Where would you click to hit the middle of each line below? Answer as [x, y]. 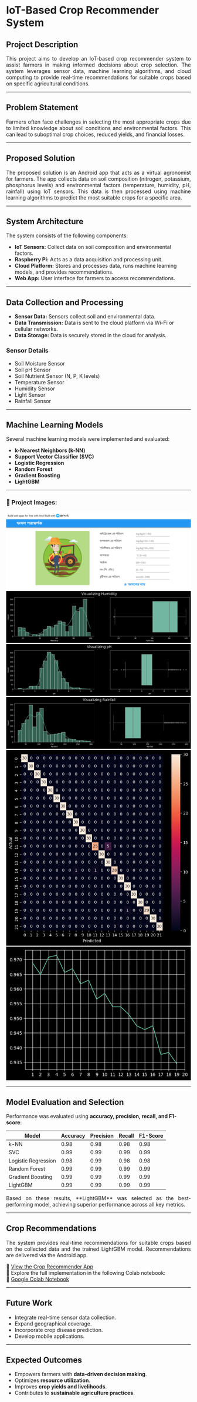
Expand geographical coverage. [53, 1323]
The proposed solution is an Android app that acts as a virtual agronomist [98, 172]
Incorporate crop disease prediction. [59, 1330]
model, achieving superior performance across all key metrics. [110, 1204]
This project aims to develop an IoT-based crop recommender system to [98, 59]
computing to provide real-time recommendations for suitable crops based [98, 77]
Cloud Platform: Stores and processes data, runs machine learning [96, 266]
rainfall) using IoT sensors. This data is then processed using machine [98, 191]
